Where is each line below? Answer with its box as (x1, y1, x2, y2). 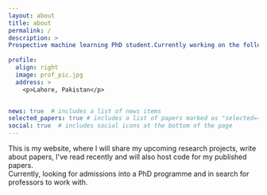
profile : (8, 57, 37, 64)
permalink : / (8, 26, 52, 34)
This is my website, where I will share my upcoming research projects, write (8, 144, 257, 153)
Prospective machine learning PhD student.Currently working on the (8, 41, 240, 49)
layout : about (8, 11, 56, 20)
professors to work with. (8, 177, 88, 187)
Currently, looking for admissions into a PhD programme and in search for (8, 169, 250, 178)
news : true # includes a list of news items (8, 107, 161, 115)
